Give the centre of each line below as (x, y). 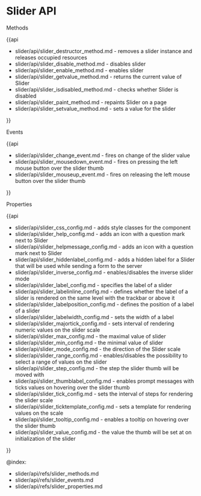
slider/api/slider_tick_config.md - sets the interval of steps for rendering (104, 394)
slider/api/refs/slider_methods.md (57, 473)
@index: (17, 462)
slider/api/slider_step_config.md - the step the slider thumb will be (97, 368)
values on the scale (39, 413)
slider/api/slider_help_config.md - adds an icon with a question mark (100, 234)
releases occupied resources (51, 57)
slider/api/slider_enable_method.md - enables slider (79, 70)
